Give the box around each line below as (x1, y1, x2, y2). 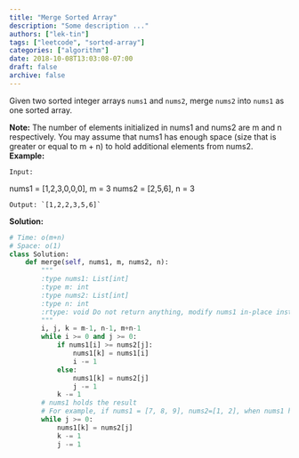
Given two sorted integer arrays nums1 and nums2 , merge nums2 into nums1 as (9, 95, 285, 106)
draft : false (9, 63, 58, 72)
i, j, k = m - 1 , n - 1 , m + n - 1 (41, 324, 141, 333)
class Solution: (9, 250, 69, 259)
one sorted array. (9, 104, 73, 116)
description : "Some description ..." (9, 21, 149, 30)
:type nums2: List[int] (41, 291, 129, 300)
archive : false (9, 71, 66, 80)
